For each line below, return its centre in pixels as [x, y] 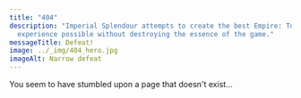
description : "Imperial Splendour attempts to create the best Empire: [146, 26]
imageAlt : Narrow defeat [56, 59]
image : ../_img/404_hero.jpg [64, 51]
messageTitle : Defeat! [52, 42]
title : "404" [34, 17]
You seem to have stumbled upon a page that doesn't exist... [121, 84]
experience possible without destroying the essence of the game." [146, 34]
